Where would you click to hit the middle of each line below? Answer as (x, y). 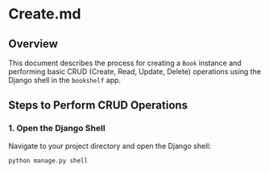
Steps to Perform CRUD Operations (98, 105)
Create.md (45, 14)
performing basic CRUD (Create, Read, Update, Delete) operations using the (135, 72)
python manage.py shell (48, 161)
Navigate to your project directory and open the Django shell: (110, 146)
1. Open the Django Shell (57, 128)
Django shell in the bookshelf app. (65, 80)
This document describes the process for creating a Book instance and (125, 63)
